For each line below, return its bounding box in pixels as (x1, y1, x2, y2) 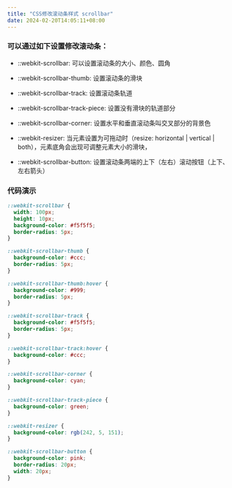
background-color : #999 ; (13, 286, 86, 293)
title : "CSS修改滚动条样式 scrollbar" (7, 10, 114, 18)
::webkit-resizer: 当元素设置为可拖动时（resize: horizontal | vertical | (17, 133, 215, 142)
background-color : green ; (13, 403, 90, 410)
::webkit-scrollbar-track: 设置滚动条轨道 (17, 89, 133, 97)
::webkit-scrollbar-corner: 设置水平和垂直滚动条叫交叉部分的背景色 (17, 118, 211, 127)
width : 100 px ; (13, 209, 55, 216)
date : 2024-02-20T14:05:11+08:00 (7, 17, 105, 24)
